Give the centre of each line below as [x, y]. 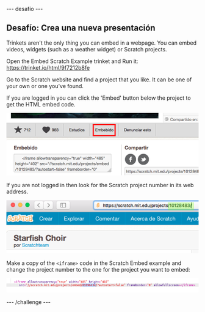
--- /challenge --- [28, 302]
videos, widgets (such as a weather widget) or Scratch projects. [87, 49]
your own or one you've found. [45, 86]
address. [17, 191]
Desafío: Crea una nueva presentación [81, 28]
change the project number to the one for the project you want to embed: [98, 270]
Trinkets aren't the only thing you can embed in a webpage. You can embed [102, 43]
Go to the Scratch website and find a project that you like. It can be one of [99, 80]
